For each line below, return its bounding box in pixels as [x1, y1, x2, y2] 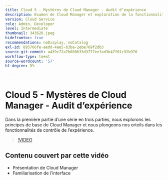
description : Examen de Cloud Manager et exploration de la [5, 12, 133, 17]
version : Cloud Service [5, 17, 55, 22]
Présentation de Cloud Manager [12, 164, 78, 170]
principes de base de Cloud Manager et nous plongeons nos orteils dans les [5, 122, 162, 128]
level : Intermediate [5, 26, 48, 31]
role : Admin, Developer [5, 21, 55, 27]
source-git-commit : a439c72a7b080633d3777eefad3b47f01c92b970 [5, 49, 137, 54]
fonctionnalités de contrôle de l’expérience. [5, 127, 94, 133]
